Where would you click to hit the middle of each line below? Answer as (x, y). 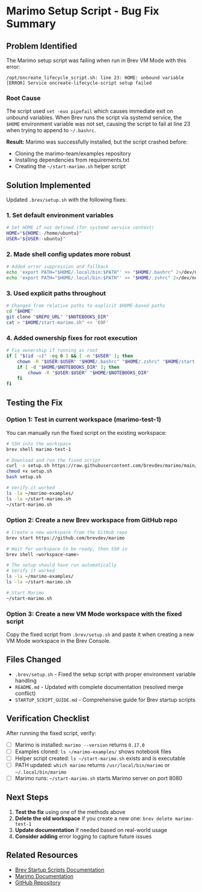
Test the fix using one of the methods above (70, 812)
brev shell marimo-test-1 (38, 449)
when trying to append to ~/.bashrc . (51, 130)
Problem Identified (42, 46)
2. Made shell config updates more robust (69, 254)
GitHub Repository (38, 882)
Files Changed (34, 660)
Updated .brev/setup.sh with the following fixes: (67, 200)
